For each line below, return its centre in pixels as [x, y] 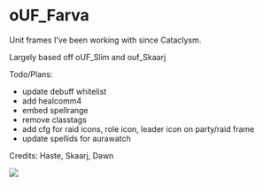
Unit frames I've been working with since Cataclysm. [105, 40]
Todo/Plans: [31, 74]
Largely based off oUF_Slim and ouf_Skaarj [88, 57]
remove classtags [54, 120]
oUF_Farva [50, 15]
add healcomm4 [52, 101]
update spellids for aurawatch [76, 138]
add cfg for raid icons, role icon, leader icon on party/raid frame [138, 128]
